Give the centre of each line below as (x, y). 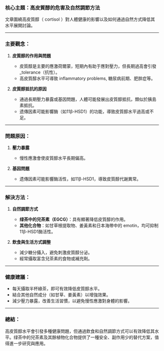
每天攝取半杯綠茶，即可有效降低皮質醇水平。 (57, 289)
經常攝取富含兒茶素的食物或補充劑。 (56, 259)
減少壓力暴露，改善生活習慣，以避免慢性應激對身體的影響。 (72, 301)
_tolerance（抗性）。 (40, 72)
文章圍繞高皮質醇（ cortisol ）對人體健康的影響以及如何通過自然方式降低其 (80, 19)
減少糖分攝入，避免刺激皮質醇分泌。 (56, 252)
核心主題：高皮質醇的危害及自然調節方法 (52, 7)
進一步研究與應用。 (28, 343)
